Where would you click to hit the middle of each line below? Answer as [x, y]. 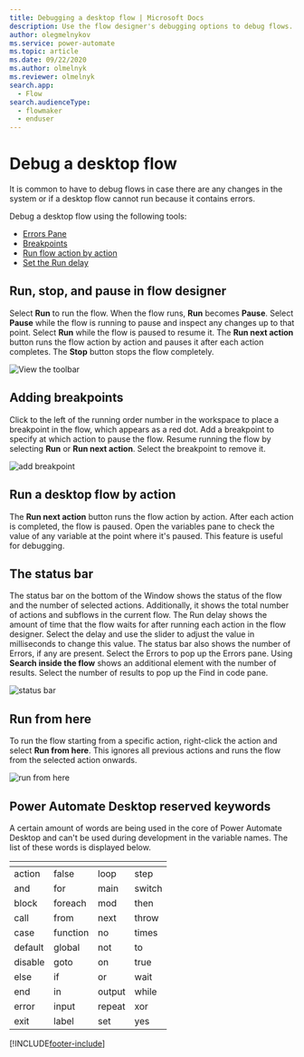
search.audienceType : [50, 102]
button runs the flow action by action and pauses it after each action [137, 342]
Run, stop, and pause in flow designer [118, 291]
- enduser [36, 119]
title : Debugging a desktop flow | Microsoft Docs [107, 18]
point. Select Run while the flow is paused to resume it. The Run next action [152, 332]
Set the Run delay [55, 263]
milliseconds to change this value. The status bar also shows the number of [150, 644]
